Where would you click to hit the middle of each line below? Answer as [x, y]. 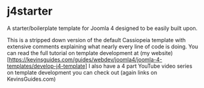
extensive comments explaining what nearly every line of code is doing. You [103, 46]
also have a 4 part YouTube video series [142, 66]
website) [162, 53]
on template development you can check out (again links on [82, 72]
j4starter [30, 11]
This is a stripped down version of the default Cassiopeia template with [96, 40]
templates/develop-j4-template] [47, 66]
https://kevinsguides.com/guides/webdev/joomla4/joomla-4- [86, 59]
